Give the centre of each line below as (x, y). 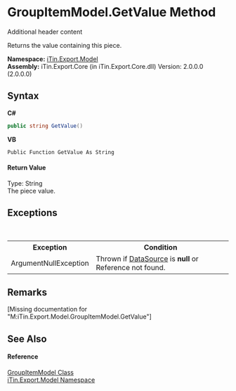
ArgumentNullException (50, 263)
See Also (27, 339)
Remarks (27, 293)
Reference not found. (131, 267)
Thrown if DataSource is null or (147, 259)
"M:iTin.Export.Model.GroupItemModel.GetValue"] (80, 316)
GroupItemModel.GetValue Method (112, 12)
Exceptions (32, 213)
